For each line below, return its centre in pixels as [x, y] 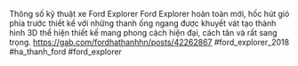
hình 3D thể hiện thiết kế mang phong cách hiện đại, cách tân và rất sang [143, 33]
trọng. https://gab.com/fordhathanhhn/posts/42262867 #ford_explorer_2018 [149, 42]
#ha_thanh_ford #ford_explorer [66, 52]
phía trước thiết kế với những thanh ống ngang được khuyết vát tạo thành [143, 23]
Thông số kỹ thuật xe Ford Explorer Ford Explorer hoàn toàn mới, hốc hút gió [149, 14]
